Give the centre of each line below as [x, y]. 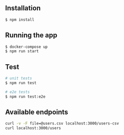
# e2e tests [17, 92]
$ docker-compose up [27, 47]
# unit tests [19, 78]
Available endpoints [37, 112]
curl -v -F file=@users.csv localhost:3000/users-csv [62, 124]
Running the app [31, 35]
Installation [23, 8]
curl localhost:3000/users [33, 128]
